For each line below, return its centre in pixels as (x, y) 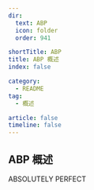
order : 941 (33, 38)
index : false (30, 67)
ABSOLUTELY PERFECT (47, 179)
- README (30, 88)
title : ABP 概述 (34, 60)
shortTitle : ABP (35, 52)
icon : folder (37, 30)
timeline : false (35, 125)
